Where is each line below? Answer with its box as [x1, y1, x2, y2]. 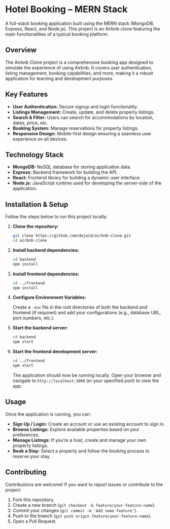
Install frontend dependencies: [12, 271, 80, 277]
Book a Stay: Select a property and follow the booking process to [12, 447, 150, 454]
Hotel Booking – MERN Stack [5, 4, 128, 15]
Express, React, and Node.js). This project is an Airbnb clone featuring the [5, 25, 160, 31]
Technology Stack [5, 150, 64, 159]
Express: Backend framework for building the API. [12, 169, 118, 175]
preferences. [12, 432, 40, 438]
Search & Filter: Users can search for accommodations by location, [12, 114, 154, 120]
